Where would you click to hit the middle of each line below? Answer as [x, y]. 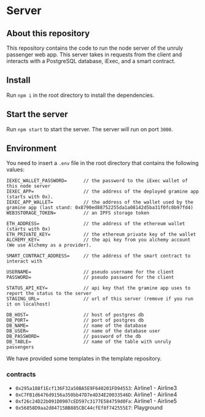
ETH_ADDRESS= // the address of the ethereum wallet [96, 224]
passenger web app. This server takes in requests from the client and [94, 55]
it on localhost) [29, 304]
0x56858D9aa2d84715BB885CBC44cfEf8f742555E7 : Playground [89, 407]
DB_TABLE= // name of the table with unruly [89, 342]
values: [15, 170]
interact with [25, 261]
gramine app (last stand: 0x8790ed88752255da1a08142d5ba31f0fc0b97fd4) [100, 208]
